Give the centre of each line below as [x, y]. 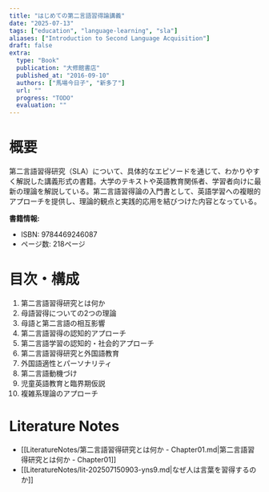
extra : [20, 53]
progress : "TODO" [45, 98]
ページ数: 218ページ [53, 244]
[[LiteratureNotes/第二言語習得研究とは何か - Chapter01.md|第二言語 [134, 449]
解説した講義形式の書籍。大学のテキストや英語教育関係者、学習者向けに [135, 181]
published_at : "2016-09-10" [63, 75]
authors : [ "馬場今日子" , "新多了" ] [71, 83]
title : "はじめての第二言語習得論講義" [67, 16]
